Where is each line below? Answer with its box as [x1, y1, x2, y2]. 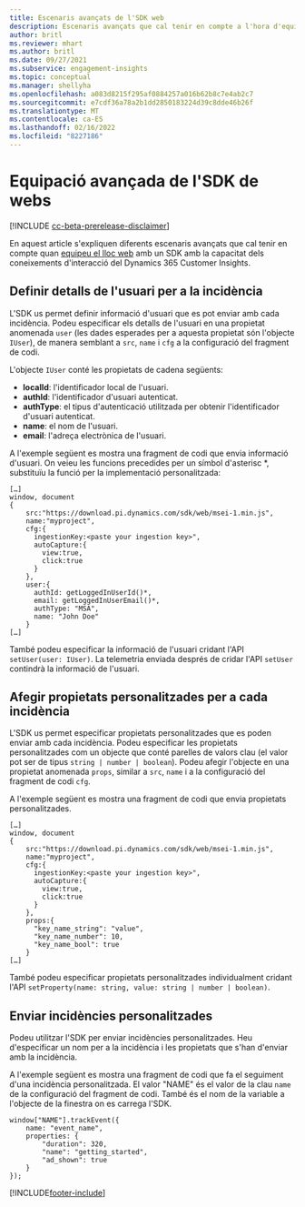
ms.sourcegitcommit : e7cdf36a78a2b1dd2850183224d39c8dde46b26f [9, 97, 254, 107]
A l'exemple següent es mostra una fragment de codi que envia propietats [9, 793, 287, 805]
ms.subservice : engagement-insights [9, 65, 148, 74]
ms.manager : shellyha [9, 81, 92, 90]
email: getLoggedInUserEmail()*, [33, 596, 161, 605]
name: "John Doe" [33, 611, 100, 621]
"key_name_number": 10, [33, 932, 124, 941]
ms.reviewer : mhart [9, 38, 84, 48]
